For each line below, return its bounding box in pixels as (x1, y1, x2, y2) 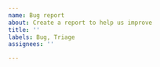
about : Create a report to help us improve (8, 19, 153, 26)
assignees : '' (8, 41, 55, 48)
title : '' (8, 26, 41, 33)
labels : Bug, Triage (8, 33, 76, 41)
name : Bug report (8, 11, 65, 19)
